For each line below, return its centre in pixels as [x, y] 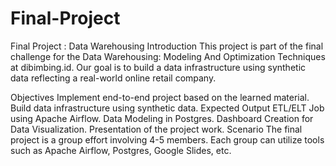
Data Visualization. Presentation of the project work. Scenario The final [156, 129]
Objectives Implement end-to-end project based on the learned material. [160, 97]
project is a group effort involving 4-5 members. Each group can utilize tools [167, 139]
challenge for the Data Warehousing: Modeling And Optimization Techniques [168, 56]
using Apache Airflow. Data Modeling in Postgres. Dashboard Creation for [162, 118]
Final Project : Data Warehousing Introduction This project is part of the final [167, 46]
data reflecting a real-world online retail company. [113, 78]
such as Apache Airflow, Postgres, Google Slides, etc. [121, 150]
